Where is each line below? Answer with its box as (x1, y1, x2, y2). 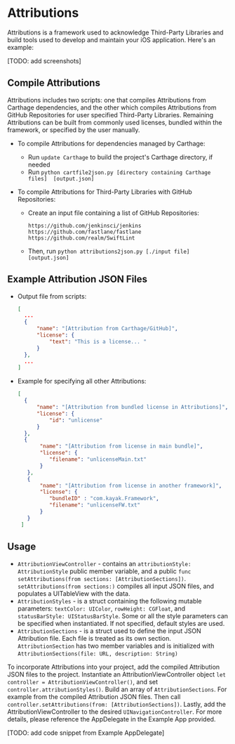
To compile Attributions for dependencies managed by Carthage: (17, 139, 206, 148)
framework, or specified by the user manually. (7, 125, 140, 134)
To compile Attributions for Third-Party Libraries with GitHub (17, 188, 193, 196)
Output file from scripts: (17, 292, 87, 300)
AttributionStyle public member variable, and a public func (17, 567, 192, 575)
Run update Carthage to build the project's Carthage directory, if (27, 152, 213, 161)
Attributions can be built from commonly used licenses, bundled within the (7, 118, 222, 126)
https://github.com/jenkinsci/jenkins (27, 222, 142, 229)
